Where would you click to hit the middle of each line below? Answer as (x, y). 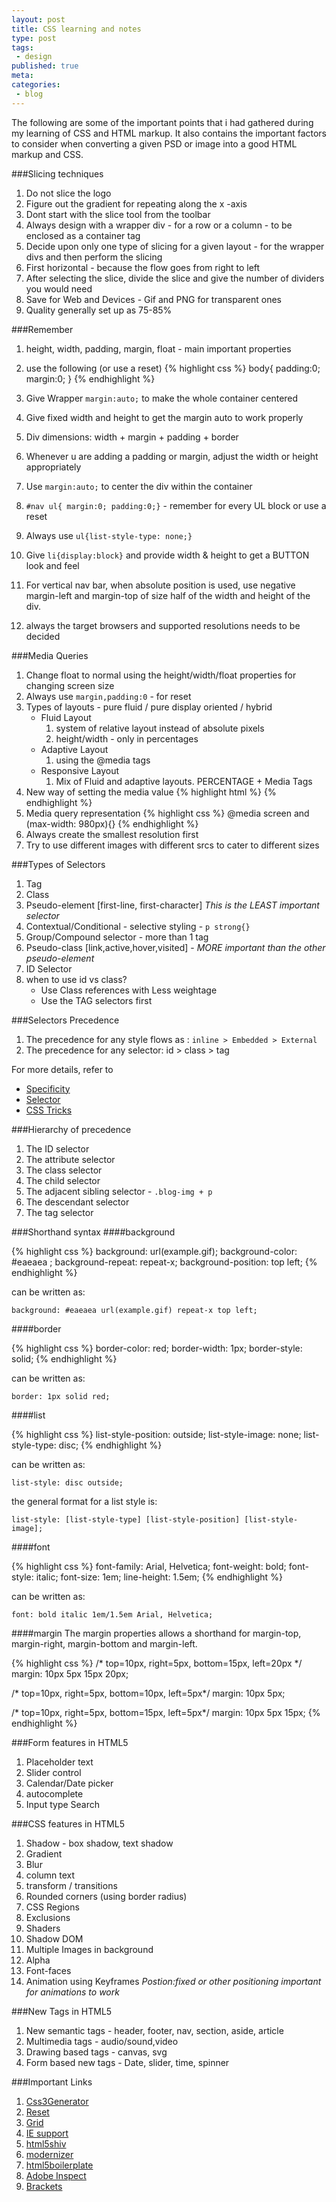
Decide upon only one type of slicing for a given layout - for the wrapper (175, 246)
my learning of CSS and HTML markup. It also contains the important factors (169, 133)
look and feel (52, 565)
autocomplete (54, 1793)
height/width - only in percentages (127, 738)
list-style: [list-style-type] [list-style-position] (126, 1519)
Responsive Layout (80, 770)
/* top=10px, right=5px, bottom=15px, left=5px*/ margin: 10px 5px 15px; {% (166, 1712)
